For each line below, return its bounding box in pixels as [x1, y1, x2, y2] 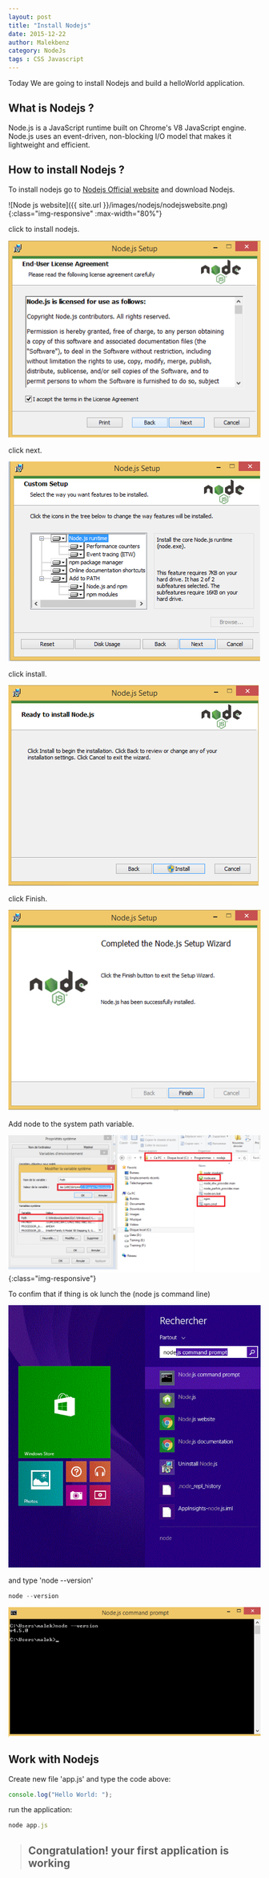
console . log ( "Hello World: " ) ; [8, 1791, 113, 1799]
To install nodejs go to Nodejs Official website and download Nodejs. [8, 185, 235, 194]
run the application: [8, 1805, 73, 1815]
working [27, 1856, 70, 1870]
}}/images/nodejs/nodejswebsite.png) [102, 200, 228, 209]
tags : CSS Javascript [8, 55, 84, 63]
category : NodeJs [8, 47, 66, 55]
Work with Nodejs [8, 1753, 100, 1766]
